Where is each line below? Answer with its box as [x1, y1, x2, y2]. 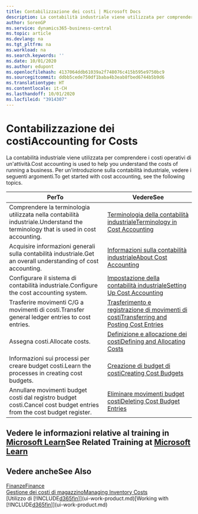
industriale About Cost [107, 253, 168, 261]
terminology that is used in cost [9, 225, 96, 233]
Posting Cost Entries [107, 320, 164, 328]
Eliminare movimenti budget [107, 389, 184, 398]
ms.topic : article [6, 31, 51, 37]
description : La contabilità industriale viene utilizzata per [6, 14, 165, 20]
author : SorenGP [6, 19, 46, 25]
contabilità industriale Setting [107, 281, 187, 289]
